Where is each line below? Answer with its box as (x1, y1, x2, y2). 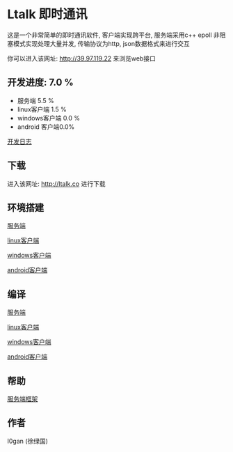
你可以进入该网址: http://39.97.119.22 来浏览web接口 (7, 54, 156, 63)
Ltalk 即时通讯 (7, 6, 88, 22)
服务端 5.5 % (17, 96, 54, 104)
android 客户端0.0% (17, 123, 75, 131)
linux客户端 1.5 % (17, 105, 67, 114)
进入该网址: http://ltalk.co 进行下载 (7, 179, 106, 188)
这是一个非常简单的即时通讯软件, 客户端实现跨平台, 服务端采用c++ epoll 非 (7, 31, 220, 39)
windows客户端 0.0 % (17, 114, 81, 122)
